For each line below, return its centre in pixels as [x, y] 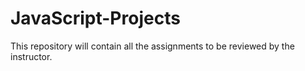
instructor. [31, 56]
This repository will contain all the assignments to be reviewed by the [152, 46]
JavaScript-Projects [95, 18]
